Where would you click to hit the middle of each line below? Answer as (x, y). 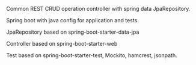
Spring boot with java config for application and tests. (73, 20)
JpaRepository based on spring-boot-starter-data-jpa (73, 32)
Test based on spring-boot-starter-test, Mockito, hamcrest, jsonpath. (92, 55)
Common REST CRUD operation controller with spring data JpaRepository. (98, 9)
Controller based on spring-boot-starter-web (62, 44)
